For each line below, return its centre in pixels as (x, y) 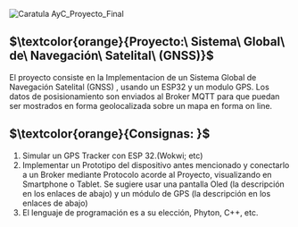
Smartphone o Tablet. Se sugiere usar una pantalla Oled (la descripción (153, 184)
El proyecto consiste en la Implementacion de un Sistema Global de (133, 77)
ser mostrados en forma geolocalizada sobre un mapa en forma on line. (141, 105)
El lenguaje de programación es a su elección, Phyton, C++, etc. (140, 212)
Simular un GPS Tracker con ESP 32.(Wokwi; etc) (112, 156)
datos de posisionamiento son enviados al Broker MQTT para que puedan (145, 96)
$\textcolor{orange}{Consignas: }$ (110, 134)
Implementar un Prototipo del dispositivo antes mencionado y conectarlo (156, 164)
